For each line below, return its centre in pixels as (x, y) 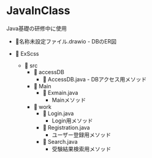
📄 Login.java (58, 113)
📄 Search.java (60, 141)
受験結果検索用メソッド (82, 149)
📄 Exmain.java (60, 92)
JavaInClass (38, 11)
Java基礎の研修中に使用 (37, 28)
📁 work (43, 107)
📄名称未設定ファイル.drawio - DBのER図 (66, 41)
